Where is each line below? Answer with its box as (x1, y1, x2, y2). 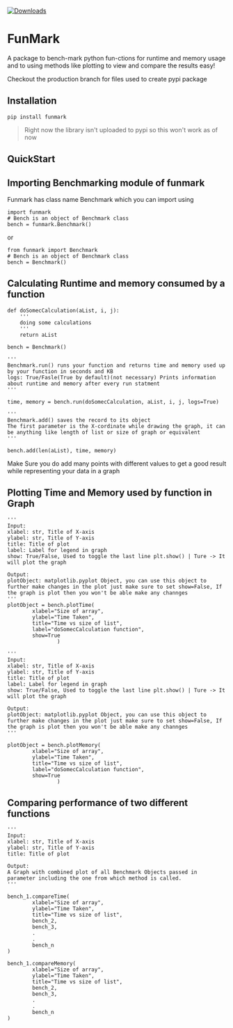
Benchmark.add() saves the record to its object (7, 416, 151, 424)
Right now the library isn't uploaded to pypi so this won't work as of (24, 125, 218, 134)
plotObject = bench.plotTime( (7, 601, 95, 608)
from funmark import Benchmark (7, 246, 98, 253)
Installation (7, 95, 57, 107)
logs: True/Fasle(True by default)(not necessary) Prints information (7, 374, 216, 381)
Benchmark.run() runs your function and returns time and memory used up (7, 362, 226, 369)
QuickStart (7, 153, 56, 165)
